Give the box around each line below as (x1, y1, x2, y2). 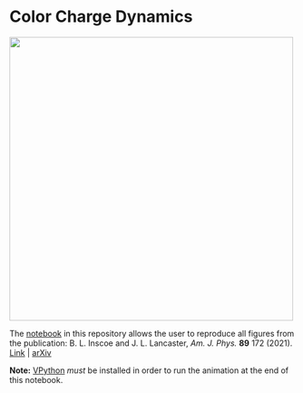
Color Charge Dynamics (9, 6, 193, 27)
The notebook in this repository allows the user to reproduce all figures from (9, 328, 295, 339)
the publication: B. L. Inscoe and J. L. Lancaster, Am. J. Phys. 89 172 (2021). (9, 338, 293, 349)
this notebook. (9, 374, 64, 385)
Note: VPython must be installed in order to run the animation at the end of (9, 365, 289, 376)
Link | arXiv (9, 347, 52, 358)
